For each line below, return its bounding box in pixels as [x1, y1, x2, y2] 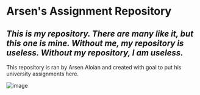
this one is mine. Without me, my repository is [6, 38, 184, 48]
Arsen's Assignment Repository [6, 4, 172, 18]
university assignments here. [6, 70, 79, 77]
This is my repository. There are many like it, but [6, 29, 194, 39]
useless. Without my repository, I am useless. [6, 47, 184, 58]
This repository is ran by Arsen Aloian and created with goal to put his [6, 64, 182, 71]
